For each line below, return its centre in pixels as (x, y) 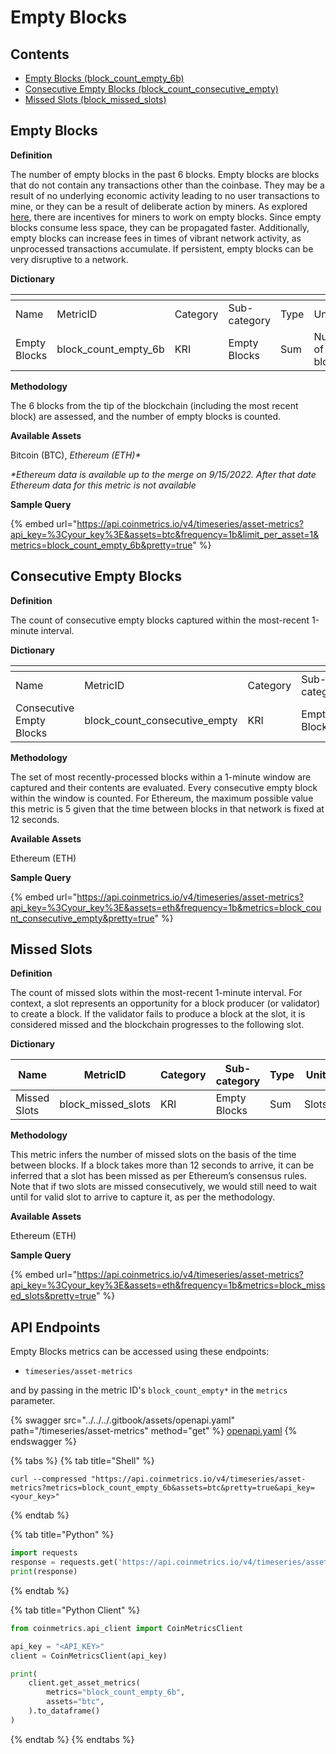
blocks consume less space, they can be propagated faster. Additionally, (160, 227)
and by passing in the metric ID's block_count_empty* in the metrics (149, 1390)
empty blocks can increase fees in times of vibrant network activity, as (156, 238)
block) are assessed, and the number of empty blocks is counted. (146, 416)
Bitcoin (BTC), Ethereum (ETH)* (76, 455)
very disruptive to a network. (69, 259)
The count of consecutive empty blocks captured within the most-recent (160, 620)
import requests (44, 1553)
